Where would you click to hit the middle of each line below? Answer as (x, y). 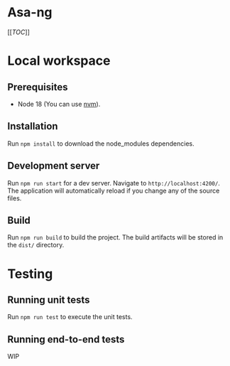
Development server (54, 166)
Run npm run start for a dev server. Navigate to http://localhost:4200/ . (114, 183)
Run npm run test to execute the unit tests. (70, 317)
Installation (33, 126)
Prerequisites (38, 87)
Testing (30, 274)
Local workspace (59, 61)
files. (15, 198)
